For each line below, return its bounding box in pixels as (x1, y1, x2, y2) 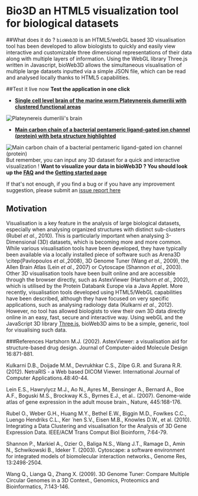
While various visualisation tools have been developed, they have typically (6, 244, 187, 252)
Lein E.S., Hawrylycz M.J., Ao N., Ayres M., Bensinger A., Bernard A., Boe (6, 385, 184, 393)
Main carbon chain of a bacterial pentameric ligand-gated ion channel (14, 126, 190, 133)
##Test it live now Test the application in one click (6, 85, 130, 92)
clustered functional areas (14, 103, 82, 110)
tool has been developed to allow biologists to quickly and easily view (6, 43, 176, 50)
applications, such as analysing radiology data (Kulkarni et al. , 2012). (6, 301, 173, 308)
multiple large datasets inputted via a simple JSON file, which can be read (6, 67, 186, 74)
